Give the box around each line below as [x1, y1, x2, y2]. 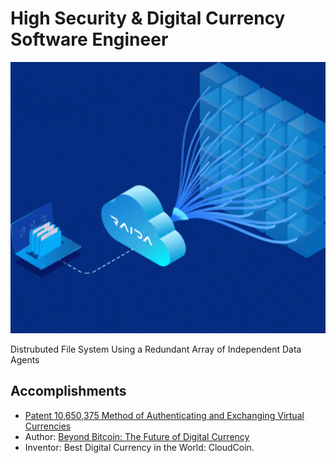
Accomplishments [10, 383, 127, 400]
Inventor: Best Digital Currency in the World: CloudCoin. [24, 441, 255, 453]
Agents [10, 354, 40, 366]
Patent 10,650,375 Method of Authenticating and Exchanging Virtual [24, 409, 305, 421]
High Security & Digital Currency [10, 7, 286, 30]
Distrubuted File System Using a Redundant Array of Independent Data [10, 343, 302, 356]
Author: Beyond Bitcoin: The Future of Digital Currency [24, 430, 250, 442]
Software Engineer [10, 28, 169, 51]
